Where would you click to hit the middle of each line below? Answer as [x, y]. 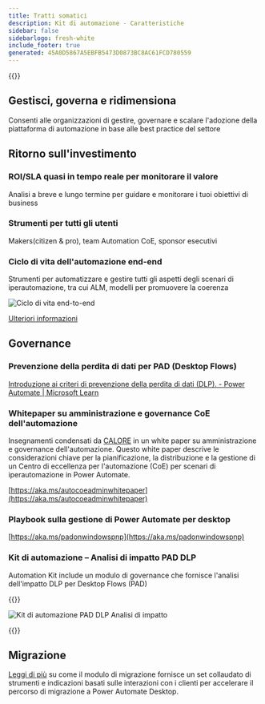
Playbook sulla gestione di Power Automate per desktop [119, 519]
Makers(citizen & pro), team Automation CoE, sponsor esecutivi [113, 240]
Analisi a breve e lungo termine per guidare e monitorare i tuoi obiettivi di [128, 194]
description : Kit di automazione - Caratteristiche [96, 23]
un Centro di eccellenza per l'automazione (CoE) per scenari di [112, 466]
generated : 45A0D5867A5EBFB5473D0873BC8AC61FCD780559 [100, 53]
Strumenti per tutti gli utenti [63, 223]
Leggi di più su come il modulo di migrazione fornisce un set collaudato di [130, 674]
